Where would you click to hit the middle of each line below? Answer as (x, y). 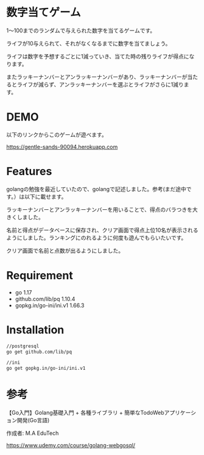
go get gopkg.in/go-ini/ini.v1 (46, 369)
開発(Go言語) (33, 420)
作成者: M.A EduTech (33, 433)
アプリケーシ (180, 413)
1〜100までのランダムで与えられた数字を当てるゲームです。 (81, 30)
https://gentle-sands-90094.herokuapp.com (62, 147)
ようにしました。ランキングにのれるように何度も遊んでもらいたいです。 (97, 237)
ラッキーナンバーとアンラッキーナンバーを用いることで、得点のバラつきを (100, 209)
